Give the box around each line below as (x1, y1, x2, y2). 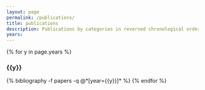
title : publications (6, 20, 59, 26)
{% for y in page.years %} (6, 48, 72, 55)
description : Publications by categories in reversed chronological (6, 26, 184, 32)
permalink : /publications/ (6, 15, 75, 21)
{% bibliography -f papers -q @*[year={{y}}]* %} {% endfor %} (6, 77, 167, 85)
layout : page (6, 9, 40, 15)
